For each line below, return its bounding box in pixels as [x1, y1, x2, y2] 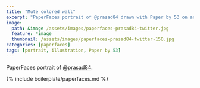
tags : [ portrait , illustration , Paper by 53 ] [6, 48, 121, 54]
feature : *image [11, 31, 52, 37]
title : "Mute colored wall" [6, 8, 76, 15]
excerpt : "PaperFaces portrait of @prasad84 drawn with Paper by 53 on [6, 14, 187, 20]
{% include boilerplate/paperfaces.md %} [6, 75, 109, 82]
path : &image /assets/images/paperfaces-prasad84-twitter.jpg [11, 25, 169, 32]
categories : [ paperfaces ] [6, 42, 70, 48]
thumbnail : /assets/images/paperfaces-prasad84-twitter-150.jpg [11, 36, 174, 42]
